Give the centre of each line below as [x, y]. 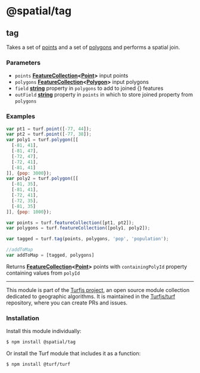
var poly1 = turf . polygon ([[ [42, 140]
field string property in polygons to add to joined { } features [89, 88]
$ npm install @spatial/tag [41, 342]
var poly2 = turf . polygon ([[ [42, 179]
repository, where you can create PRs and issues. [67, 303]
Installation [23, 318]
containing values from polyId [43, 273]
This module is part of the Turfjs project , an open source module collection [98, 290]
